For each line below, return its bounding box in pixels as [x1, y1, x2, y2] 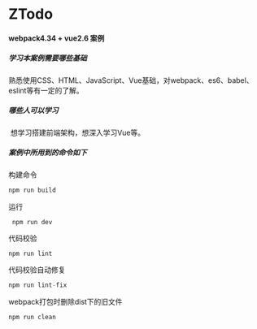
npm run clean [8, 314, 57, 322]
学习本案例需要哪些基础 [8, 54, 87, 63]
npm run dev [11, 218, 53, 226]
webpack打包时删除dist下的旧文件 [8, 297, 124, 307]
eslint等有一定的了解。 [8, 85, 84, 95]
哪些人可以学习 [8, 106, 59, 115]
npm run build [8, 186, 57, 194]
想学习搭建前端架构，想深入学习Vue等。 [10, 128, 146, 137]
